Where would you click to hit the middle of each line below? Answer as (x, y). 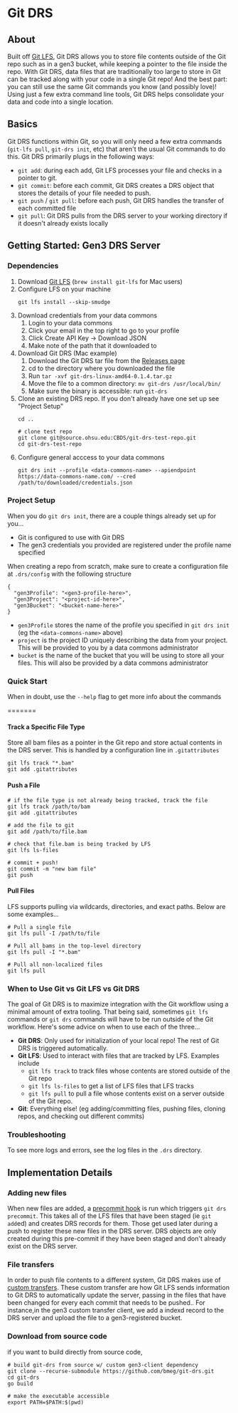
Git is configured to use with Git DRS (71, 537)
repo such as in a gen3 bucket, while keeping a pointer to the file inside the (117, 64)
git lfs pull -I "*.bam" (44, 952)
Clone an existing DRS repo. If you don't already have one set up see (118, 398)
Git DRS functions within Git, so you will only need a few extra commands (115, 141)
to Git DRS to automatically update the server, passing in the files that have (117, 1295)
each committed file (47, 208)
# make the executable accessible (59, 1396)
